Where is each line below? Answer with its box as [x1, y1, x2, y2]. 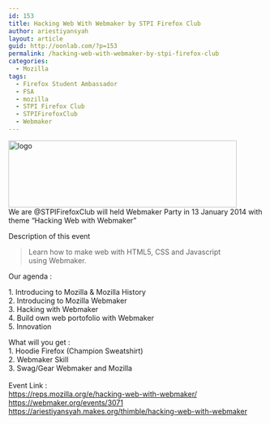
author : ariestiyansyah [8, 27, 89, 35]
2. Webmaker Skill [8, 354, 69, 364]
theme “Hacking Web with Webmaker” [8, 215, 137, 225]
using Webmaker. [28, 255, 87, 265]
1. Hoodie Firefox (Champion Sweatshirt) [8, 346, 144, 356]
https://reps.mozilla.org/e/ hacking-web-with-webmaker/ [8, 389, 197, 399]
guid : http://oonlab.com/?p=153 [8, 42, 118, 50]
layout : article [8, 34, 63, 43]
